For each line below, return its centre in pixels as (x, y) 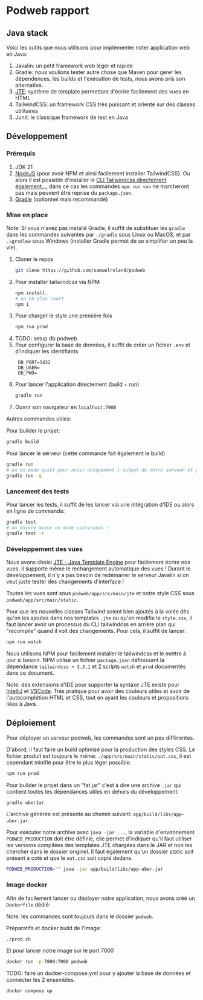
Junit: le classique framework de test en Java (72, 117)
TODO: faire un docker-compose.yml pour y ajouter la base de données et (99, 973)
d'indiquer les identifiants (47, 351)
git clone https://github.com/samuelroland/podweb (80, 270)
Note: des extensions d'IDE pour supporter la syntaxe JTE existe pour (93, 684)
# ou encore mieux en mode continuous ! (58, 528)
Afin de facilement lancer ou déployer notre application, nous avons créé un (101, 898)
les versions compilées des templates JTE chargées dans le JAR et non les (99, 845)
